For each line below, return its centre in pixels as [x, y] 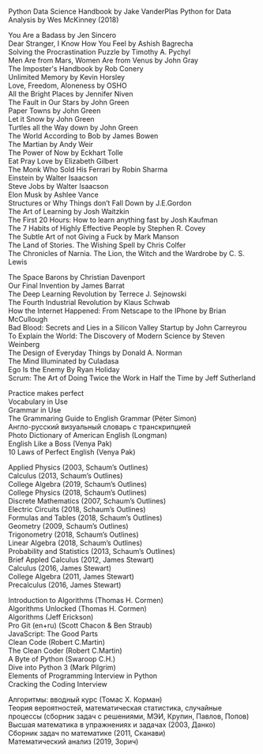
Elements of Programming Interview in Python [83, 676]
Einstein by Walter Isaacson [53, 178]
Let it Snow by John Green [51, 119]
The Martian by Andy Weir [51, 144]
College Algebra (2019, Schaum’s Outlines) [78, 484]
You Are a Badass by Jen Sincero [62, 35]
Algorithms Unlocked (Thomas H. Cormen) [78, 609]
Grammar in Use [35, 410]
